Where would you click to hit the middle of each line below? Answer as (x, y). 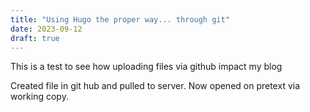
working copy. (39, 97)
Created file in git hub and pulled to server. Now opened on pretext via (155, 86)
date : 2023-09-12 (46, 29)
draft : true (35, 38)
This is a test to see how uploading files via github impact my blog (146, 67)
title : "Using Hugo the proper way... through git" (120, 19)
